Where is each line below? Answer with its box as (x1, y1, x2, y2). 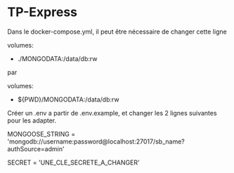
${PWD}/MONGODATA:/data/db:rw (17, 95, 119, 104)
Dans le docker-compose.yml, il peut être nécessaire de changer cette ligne (7, 27, 227, 36)
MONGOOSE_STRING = (7, 130, 76, 138)
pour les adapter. (7, 116, 57, 125)
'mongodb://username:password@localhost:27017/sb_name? (7, 137, 185, 146)
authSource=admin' (7, 144, 65, 153)
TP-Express (7, 4, 78, 20)
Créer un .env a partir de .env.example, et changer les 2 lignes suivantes (7, 109, 217, 117)
